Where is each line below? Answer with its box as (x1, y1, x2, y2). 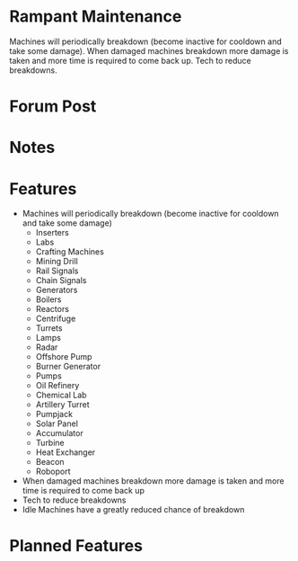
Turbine (35, 438, 65, 449)
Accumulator (35, 428, 83, 439)
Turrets (35, 323, 63, 334)
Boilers (35, 294, 62, 305)
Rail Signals (35, 265, 79, 276)
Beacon (35, 457, 65, 467)
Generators (35, 285, 78, 296)
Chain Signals (35, 275, 87, 286)
